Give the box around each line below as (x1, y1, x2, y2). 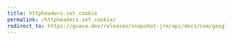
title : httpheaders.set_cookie (7, 9, 98, 17)
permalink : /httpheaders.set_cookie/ (7, 16, 116, 23)
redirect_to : (7, 22, 45, 29)
